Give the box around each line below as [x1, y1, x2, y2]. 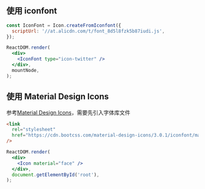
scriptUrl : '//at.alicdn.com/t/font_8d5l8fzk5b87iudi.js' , [12, 28, 165, 34]
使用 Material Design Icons [6, 91, 109, 102]
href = [12, 132, 26, 138]
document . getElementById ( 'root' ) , [12, 171, 99, 178]
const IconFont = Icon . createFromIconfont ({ [6, 22, 121, 29]
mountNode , [12, 67, 40, 73]
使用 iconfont [6, 5, 57, 16]
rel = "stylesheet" [12, 127, 56, 133]
